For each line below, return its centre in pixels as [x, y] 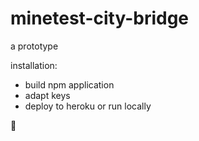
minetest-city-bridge [100, 18]
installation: [34, 65]
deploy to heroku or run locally [88, 106]
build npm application [69, 84]
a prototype [34, 46]
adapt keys [47, 95]
